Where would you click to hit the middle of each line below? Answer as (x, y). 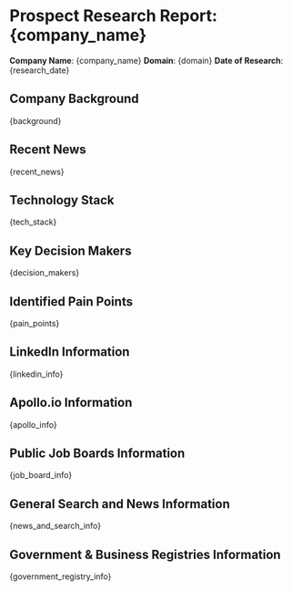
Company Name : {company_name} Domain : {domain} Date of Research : (146, 60)
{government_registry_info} (60, 576)
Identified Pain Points (71, 301)
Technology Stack (62, 200)
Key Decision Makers (70, 250)
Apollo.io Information (71, 403)
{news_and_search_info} (55, 526)
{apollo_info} (33, 424)
